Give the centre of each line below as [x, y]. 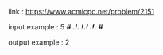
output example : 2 [39, 42]
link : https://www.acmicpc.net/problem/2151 [81, 12]
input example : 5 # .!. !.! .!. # [56, 27]
